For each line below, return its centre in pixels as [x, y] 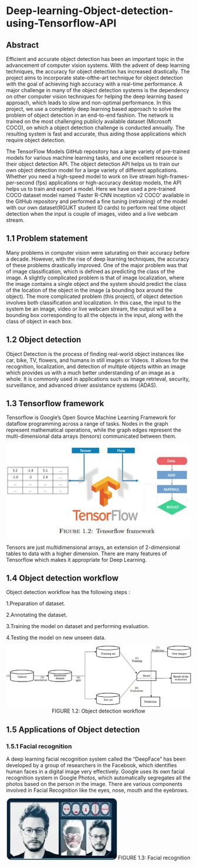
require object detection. [36, 140]
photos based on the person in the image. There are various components [94, 784]
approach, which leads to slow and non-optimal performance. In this [89, 103]
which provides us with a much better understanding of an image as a [90, 372]
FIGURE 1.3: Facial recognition [154, 858]
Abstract [23, 45]
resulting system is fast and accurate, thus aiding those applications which [96, 134]
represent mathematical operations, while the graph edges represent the [94, 430]
